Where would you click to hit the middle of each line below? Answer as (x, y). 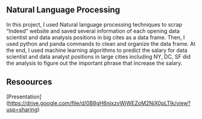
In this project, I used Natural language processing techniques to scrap (94, 24)
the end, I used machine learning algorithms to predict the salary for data (97, 50)
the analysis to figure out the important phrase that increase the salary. (94, 63)
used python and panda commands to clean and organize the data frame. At (101, 43)
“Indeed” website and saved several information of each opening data (93, 31)
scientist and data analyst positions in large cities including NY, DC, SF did (99, 56)
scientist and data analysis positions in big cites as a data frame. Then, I (96, 37)
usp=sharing (22, 109)
